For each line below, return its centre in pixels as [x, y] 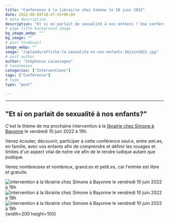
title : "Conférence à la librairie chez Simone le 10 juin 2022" [75, 10]
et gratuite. [17, 172]
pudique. [14, 157]
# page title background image [38, 29]
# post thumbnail [23, 43]
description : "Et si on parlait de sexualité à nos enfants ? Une [76, 24]
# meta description [26, 19]
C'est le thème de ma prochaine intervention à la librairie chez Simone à [80, 126]
